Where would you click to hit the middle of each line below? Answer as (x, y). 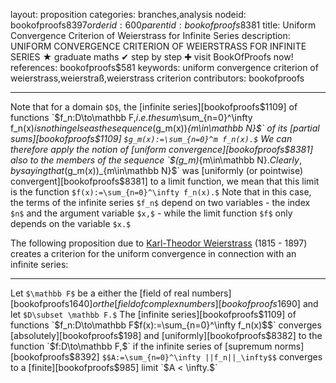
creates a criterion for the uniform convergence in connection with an (153, 253)
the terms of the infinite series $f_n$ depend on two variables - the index (160, 202)
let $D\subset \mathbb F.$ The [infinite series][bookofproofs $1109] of (153, 314)
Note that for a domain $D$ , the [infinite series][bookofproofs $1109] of (154, 107)
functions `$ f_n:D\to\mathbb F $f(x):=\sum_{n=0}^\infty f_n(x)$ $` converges (166, 325)
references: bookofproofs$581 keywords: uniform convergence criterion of (164, 67)
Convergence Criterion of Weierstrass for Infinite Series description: (150, 35)
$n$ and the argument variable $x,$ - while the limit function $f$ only (151, 213)
